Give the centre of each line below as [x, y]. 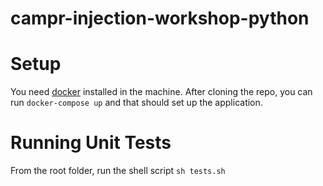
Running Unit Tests [91, 143]
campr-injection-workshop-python [160, 18]
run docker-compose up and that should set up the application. [136, 103]
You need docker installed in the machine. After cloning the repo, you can [161, 92]
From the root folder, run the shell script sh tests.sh [118, 171]
